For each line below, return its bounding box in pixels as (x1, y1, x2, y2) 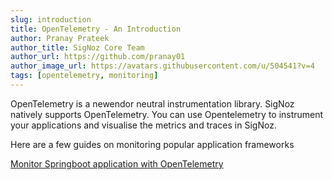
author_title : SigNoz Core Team (10, 42, 145, 53)
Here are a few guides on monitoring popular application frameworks (10, 138, 295, 150)
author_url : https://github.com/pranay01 (10, 52, 186, 62)
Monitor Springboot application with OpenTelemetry (10, 157, 224, 170)
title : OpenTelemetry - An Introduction (10, 24, 182, 34)
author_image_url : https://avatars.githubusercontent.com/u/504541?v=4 (10, 61, 315, 71)
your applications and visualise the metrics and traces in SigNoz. (10, 119, 277, 131)
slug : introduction (10, 14, 92, 25)
